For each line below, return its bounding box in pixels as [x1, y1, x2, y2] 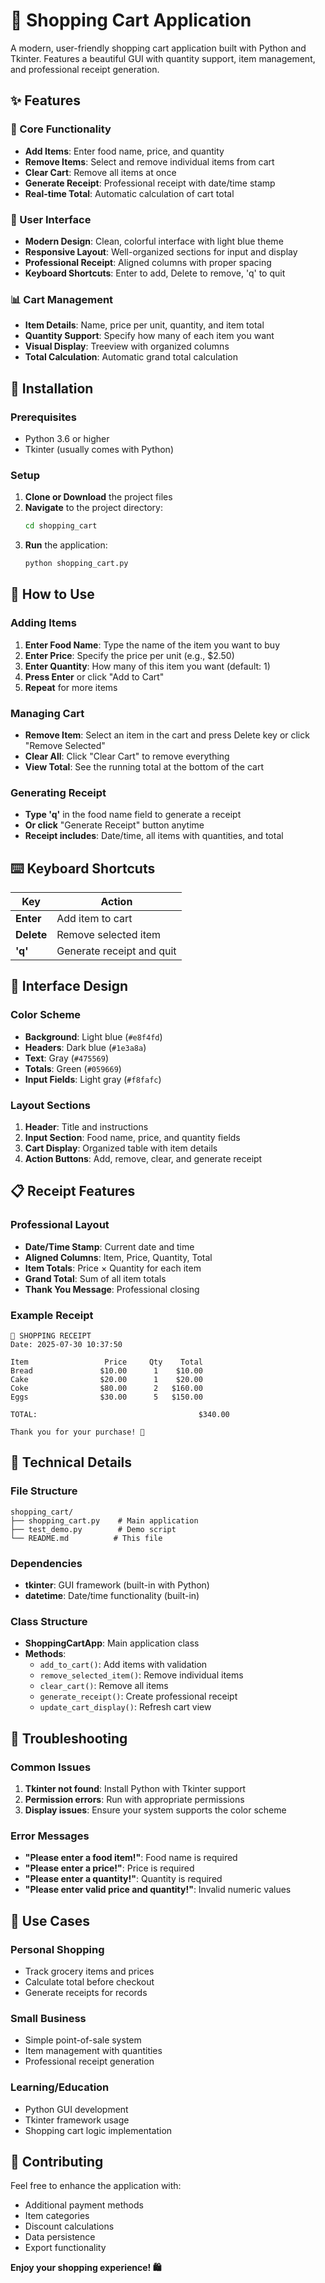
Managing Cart [10, 706, 85, 720]
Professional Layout [10, 1218, 110, 1232]
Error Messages [10, 1829, 90, 1843]
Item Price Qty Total [10, 1357, 203, 1368]
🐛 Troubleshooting [10, 1730, 128, 1747]
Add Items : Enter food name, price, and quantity [24, 145, 225, 157]
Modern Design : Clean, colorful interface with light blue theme [24, 235, 284, 247]
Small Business [10, 2011, 87, 2025]
